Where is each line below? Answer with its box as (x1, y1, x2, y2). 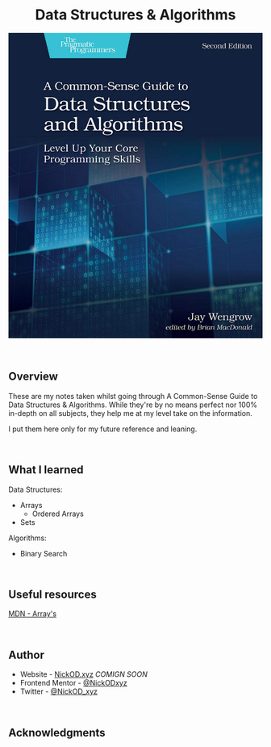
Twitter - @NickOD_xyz (19, 686, 98, 696)
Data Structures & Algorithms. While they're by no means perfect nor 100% (8, 400, 258, 409)
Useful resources (8, 587, 97, 601)
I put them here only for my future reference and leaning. (8, 424, 198, 434)
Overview (8, 370, 59, 384)
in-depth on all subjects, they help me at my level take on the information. (8, 408, 252, 418)
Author (8, 648, 44, 661)
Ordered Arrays (31, 509, 85, 518)
